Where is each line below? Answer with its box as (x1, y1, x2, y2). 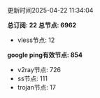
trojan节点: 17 (17, 83, 56, 91)
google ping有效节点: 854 (7, 51, 83, 59)
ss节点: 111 (17, 74, 48, 83)
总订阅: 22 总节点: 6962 (7, 21, 77, 29)
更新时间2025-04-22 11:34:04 (7, 6, 94, 14)
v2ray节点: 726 (17, 66, 62, 73)
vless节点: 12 (17, 36, 55, 44)
